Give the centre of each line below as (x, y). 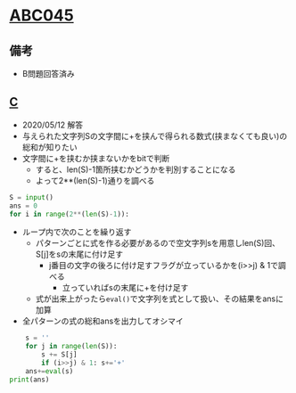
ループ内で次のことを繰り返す (77, 232)
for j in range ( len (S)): (71, 347)
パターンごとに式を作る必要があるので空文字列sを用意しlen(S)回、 (158, 243)
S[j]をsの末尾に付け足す (79, 254)
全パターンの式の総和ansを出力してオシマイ (103, 321)
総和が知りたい (49, 147)
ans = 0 (24, 206)
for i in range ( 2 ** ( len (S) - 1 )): (69, 214)
